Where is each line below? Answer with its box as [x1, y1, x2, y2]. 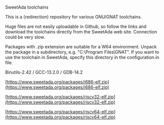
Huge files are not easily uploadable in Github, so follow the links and [5, 23, 147, 29]
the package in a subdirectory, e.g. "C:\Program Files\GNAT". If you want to [5, 49, 160, 55]
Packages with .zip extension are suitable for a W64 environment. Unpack [5, 44, 157, 49]
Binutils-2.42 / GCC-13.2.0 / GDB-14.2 [5, 69, 83, 75]
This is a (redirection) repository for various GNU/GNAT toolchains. [5, 14, 142, 19]
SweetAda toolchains [5, 4, 49, 10]
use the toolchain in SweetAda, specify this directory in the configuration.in [5, 54, 160, 60]
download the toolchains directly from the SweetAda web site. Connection [5, 29, 158, 34]
